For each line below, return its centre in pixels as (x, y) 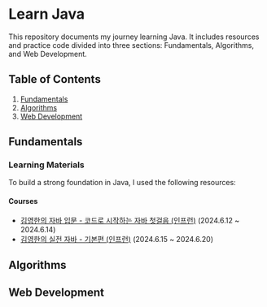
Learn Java (47, 14)
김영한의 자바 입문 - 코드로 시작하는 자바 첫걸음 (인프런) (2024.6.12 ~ (130, 220)
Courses (23, 201)
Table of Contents (55, 79)
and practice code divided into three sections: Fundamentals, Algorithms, (131, 45)
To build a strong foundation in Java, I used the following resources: (122, 183)
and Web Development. (48, 54)
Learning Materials (47, 165)
